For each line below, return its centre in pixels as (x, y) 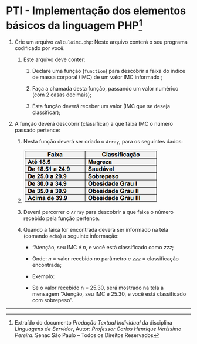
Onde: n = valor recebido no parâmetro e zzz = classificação (105, 259)
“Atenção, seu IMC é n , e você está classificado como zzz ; (103, 248)
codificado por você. (40, 48)
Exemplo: (43, 276)
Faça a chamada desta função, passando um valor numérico (105, 89)
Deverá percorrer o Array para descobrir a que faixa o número (98, 212)
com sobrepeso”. (52, 300)
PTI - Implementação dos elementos (96, 11)
